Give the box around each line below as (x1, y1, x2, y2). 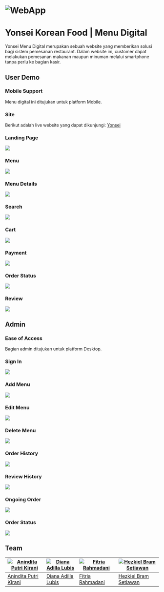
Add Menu (5, 381, 30, 388)
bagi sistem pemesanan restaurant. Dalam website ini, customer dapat (5, 49, 146, 55)
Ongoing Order (5, 496, 41, 503)
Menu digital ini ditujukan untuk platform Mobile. (5, 99, 102, 105)
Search (5, 203, 23, 210)
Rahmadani (79, 579, 105, 586)
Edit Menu (5, 404, 30, 411)
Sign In (5, 358, 22, 365)
